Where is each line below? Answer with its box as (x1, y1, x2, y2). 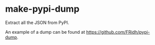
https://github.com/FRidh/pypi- (86, 29, 151, 35)
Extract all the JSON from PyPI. (5, 20, 69, 25)
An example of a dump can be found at (5, 29, 86, 35)
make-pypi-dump (5, 3, 80, 15)
